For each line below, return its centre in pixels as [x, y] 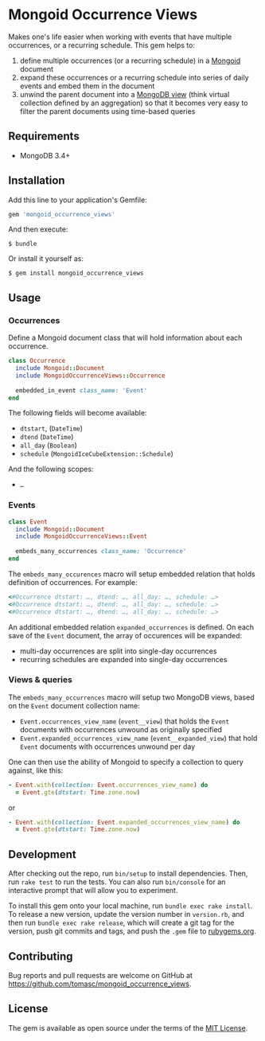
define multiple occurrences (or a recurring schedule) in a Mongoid [130, 60]
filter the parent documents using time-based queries [107, 111]
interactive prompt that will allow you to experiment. [93, 891]
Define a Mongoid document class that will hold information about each [125, 338]
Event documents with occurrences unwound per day [107, 747]
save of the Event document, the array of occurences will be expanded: [125, 635]
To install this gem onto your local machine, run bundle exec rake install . [131, 906]
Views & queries [41, 680]
